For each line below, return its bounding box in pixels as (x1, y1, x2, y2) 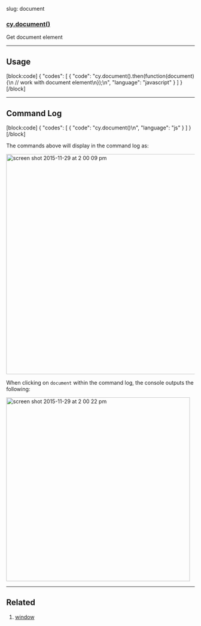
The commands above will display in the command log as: (6, 142, 149, 149)
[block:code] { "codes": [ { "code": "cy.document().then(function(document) (6, 72, 194, 80)
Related (6, 597, 36, 607)
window (14, 613, 35, 621)
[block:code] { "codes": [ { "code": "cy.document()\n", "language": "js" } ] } (6, 124, 191, 131)
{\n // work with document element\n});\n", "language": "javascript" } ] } (6, 79, 183, 86)
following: (6, 385, 31, 392)
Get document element (6, 34, 63, 41)
